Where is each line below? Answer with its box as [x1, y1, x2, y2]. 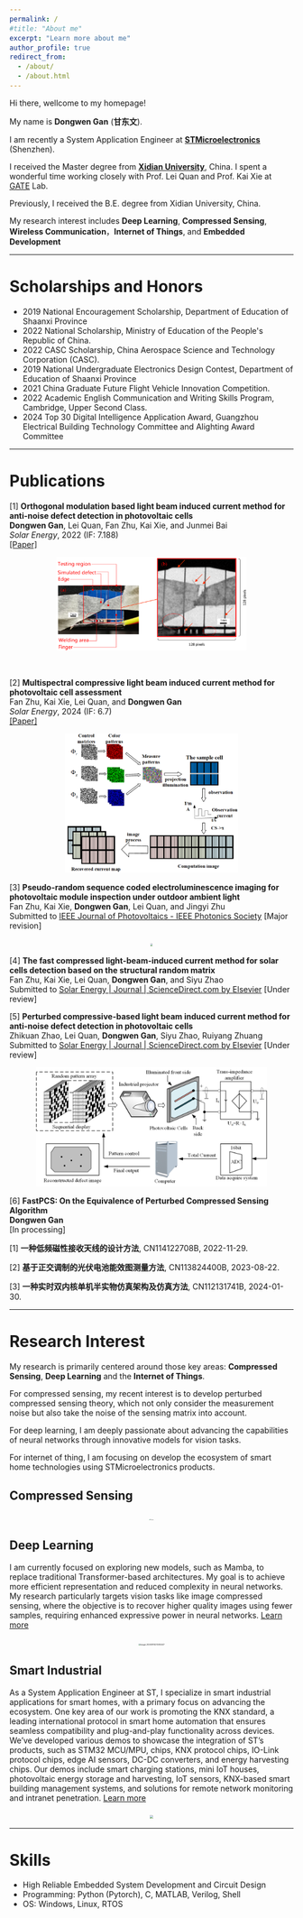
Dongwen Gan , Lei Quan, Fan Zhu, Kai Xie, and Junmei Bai [9, 520, 228, 530]
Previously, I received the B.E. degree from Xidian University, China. [9, 198, 262, 208]
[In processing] [9, 1224, 66, 1235]
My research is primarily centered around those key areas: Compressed [9, 1361, 278, 1372]
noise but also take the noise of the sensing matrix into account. [9, 1407, 248, 1418]
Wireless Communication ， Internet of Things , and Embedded [9, 226, 245, 236]
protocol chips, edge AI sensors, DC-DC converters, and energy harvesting [9, 1754, 289, 1765]
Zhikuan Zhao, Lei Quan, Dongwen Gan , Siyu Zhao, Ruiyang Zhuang [9, 1029, 263, 1041]
